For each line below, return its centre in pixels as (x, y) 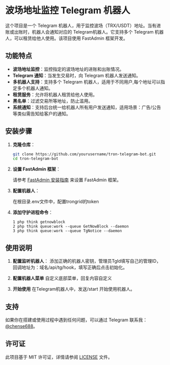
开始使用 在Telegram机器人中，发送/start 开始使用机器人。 (74, 289)
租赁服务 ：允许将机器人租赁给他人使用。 (55, 94)
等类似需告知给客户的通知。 (42, 114)
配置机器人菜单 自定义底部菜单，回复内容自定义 (62, 278)
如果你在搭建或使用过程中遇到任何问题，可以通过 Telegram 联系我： (76, 320)
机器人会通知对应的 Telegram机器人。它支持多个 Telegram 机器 (98, 32)
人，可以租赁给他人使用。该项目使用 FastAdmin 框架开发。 (66, 38)
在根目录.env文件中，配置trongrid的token (56, 202)
